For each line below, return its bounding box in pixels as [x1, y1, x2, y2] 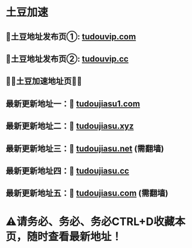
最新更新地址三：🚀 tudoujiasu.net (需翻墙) [5, 143, 164, 154]
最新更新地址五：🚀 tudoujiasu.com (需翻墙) [5, 188, 168, 199]
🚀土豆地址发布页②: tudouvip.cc [5, 54, 129, 64]
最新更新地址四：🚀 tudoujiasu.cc [5, 165, 129, 176]
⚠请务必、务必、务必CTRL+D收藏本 [5, 215, 185, 228]
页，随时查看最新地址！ [5, 230, 123, 243]
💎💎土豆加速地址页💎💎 [5, 76, 83, 86]
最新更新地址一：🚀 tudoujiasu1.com [5, 98, 140, 109]
